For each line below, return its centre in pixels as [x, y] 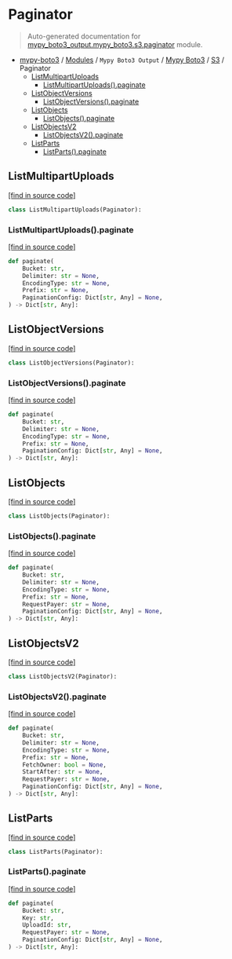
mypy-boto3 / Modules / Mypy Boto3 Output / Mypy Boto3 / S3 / [122, 60]
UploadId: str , [47, 925]
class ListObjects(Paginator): [59, 516]
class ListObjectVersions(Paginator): [71, 363]
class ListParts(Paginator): [56, 851]
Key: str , [38, 918]
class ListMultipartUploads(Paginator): [75, 210]
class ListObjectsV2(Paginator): [63, 676]
